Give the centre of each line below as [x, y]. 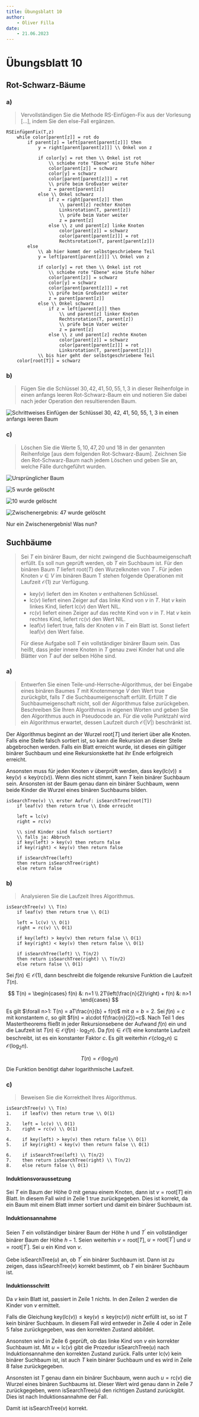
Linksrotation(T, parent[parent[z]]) [105, 351]
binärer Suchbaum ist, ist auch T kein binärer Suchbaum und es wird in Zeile [99, 1360]
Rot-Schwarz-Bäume [46, 85]
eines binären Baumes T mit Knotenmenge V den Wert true [92, 690]
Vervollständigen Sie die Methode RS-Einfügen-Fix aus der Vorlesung [106, 115]
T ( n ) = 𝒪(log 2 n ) [99, 1059]
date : [13, 28]
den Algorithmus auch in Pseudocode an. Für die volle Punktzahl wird [105, 716]
